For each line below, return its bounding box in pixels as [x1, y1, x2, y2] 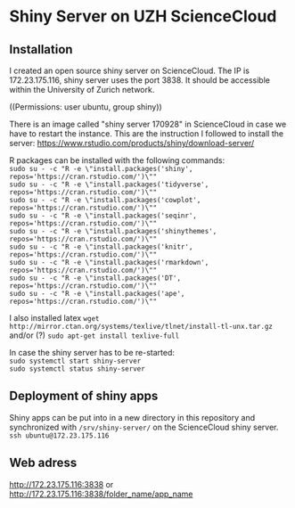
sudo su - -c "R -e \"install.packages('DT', [9, 274, 181, 283]
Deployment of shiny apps [9, 389, 159, 404]
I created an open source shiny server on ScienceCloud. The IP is [9, 65, 250, 76]
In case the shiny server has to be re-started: [9, 348, 176, 357]
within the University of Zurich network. [9, 85, 155, 94]
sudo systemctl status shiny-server [9, 365, 145, 373]
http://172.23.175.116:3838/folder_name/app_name [9, 488, 193, 499]
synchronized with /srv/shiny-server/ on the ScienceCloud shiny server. [9, 422, 279, 432]
